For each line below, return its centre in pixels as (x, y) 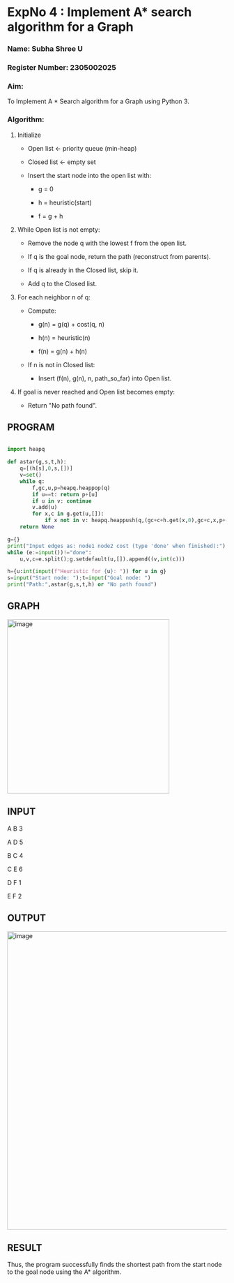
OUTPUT (27, 918)
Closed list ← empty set (62, 162)
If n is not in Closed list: (61, 364)
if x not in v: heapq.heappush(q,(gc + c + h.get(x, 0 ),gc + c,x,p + (135, 521)
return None (37, 527)
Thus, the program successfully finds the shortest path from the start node (115, 1265)
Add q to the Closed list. (62, 283)
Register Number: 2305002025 (62, 68)
